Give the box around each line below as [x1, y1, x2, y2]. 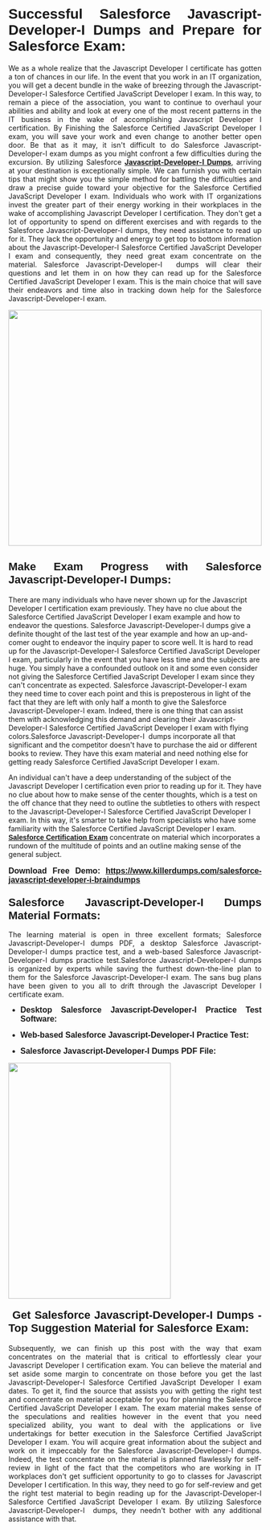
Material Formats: [8, 908, 101, 922]
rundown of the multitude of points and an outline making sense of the [8, 841, 242, 851]
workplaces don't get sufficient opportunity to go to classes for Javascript [8, 1471, 262, 1481]
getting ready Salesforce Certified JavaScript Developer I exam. [8, 757, 219, 766]
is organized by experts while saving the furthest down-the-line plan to [8, 964, 262, 973]
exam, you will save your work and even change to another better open [8, 131, 262, 141]
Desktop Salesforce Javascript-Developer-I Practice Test [19, 1006, 262, 1015]
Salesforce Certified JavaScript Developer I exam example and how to [8, 612, 241, 622]
